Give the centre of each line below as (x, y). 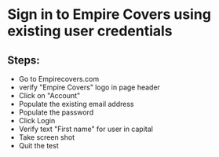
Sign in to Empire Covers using (109, 15)
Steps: (24, 60)
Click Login (37, 120)
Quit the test (39, 146)
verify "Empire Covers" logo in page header (89, 87)
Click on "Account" (49, 95)
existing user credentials (90, 31)
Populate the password (56, 112)
